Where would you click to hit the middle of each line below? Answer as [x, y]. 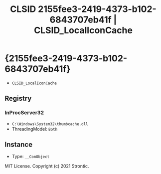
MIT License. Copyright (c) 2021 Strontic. [47, 166]
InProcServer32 [24, 113]
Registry [18, 98]
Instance [19, 145]
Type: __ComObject [31, 157]
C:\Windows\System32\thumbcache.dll [50, 124]
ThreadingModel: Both [35, 129]
